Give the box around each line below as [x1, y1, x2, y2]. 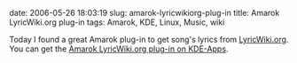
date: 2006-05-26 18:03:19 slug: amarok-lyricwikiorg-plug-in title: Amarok [9, 8, 280, 18]
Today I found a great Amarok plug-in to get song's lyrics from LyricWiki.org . [9, 35, 289, 44]
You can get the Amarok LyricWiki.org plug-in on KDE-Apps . [9, 43, 229, 54]
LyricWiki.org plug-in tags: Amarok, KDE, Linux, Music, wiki [9, 17, 225, 28]
